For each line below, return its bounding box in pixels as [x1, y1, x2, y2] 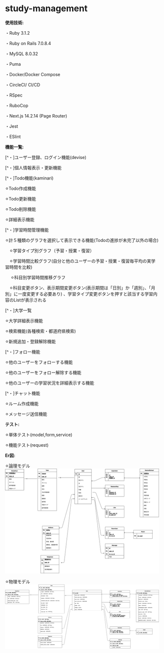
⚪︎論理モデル [5, 463, 30, 469]
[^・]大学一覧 [5, 307, 32, 313]
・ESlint [5, 134, 21, 139]
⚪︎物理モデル [5, 579, 30, 585]
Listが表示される [13, 297, 47, 303]
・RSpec [5, 92, 23, 98]
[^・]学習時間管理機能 [5, 227, 49, 233]
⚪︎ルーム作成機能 [5, 400, 39, 406]
